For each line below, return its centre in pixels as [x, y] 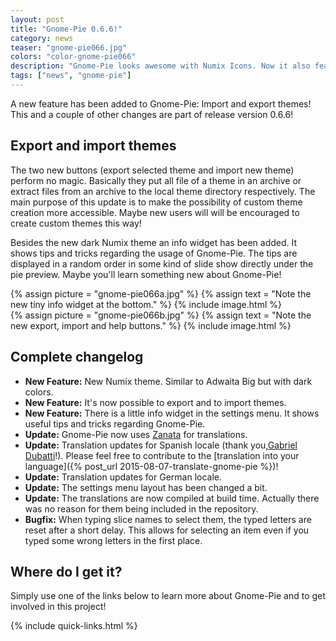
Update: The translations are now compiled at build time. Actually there [172, 498]
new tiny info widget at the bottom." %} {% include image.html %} [146, 304]
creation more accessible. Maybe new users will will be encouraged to [155, 212]
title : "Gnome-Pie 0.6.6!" [66, 29]
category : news [42, 38]
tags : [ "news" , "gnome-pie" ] [71, 76]
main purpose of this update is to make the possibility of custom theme [156, 202]
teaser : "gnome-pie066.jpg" [69, 47]
